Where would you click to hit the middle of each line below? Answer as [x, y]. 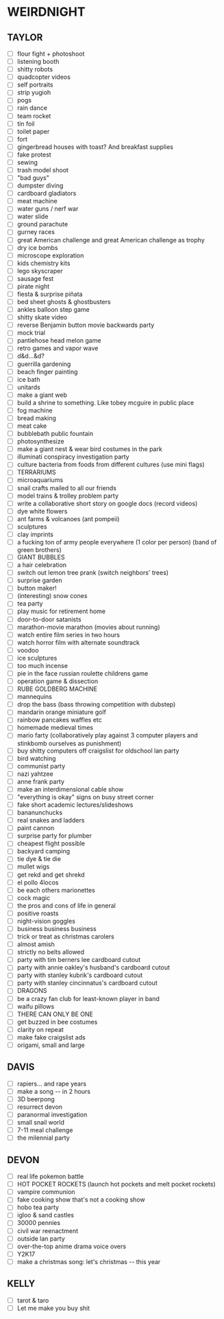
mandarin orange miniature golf [61, 712]
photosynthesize [40, 441]
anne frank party [41, 781]
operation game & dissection [57, 681]
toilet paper [33, 131]
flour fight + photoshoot [51, 54]
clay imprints [35, 534]
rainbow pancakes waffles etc [59, 720]
